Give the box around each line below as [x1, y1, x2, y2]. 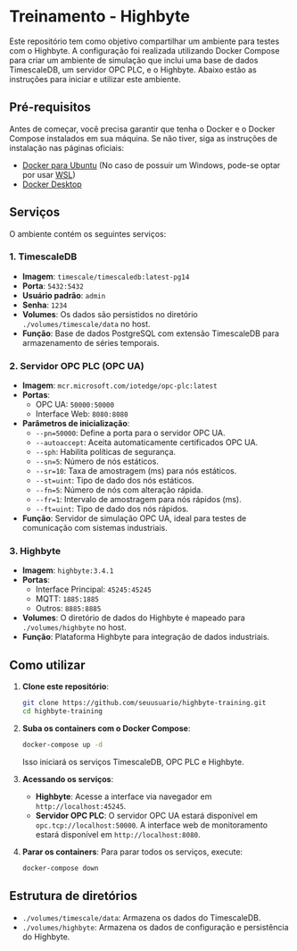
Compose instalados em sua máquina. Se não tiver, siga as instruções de [9, 132, 278, 144]
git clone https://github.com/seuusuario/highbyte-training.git [21, 699, 267, 708]
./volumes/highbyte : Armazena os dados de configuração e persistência [21, 922, 289, 932]
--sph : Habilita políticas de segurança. [35, 447, 177, 458]
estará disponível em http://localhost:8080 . [35, 829, 201, 839]
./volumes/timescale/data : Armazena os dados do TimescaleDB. [21, 912, 261, 922]
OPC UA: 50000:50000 [35, 400, 114, 410]
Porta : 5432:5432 [21, 280, 85, 291]
